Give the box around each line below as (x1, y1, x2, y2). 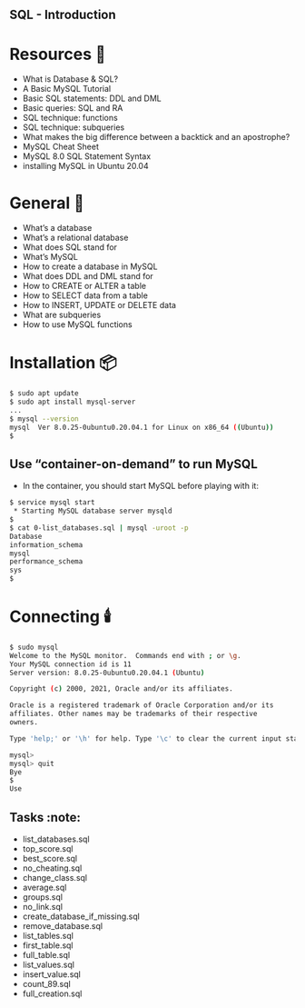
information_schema (9, 540, 84, 549)
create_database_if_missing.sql (22, 911, 141, 922)
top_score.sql (22, 843, 74, 854)
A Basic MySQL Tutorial (22, 84, 112, 95)
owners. (9, 718, 39, 727)
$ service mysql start (9, 498, 95, 507)
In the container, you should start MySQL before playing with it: (22, 481, 259, 492)
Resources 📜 (9, 44, 106, 65)
